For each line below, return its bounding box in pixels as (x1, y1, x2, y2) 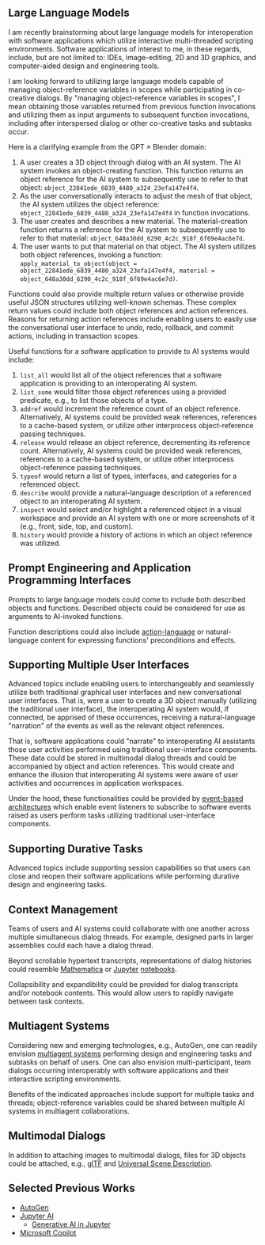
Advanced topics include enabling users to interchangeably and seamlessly (8, 679, 255, 689)
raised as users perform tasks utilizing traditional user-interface (8, 810, 216, 820)
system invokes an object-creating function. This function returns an (19, 165, 244, 175)
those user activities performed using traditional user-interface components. (8, 745, 258, 754)
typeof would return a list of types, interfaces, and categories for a (19, 471, 237, 480)
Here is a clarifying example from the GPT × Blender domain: (8, 142, 207, 151)
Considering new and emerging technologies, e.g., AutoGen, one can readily (8, 1040, 258, 1050)
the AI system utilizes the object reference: (19, 199, 160, 209)
